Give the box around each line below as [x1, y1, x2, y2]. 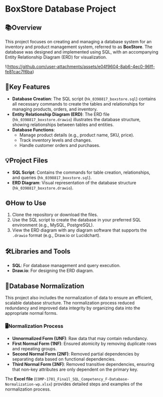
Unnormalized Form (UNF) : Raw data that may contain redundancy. [12, 336, 148, 342]
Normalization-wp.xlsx [5, 382, 51, 387]
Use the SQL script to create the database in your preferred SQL [12, 217, 141, 223]
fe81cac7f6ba [5, 69, 33, 74]
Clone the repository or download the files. [12, 212, 98, 217]
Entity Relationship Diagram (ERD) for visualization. [5, 54, 107, 60]
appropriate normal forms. [5, 310, 58, 316]
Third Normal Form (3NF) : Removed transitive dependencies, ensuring [12, 361, 155, 367]
